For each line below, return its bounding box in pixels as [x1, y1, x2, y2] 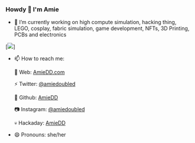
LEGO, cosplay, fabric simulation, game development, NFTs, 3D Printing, [14, 25, 190, 32]
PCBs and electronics [14, 31, 67, 38]
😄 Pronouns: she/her [14, 131, 66, 138]
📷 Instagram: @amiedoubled [14, 106, 85, 113]
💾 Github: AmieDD [14, 94, 58, 101]
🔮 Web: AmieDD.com [14, 69, 65, 76]
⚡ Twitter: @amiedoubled [14, 81, 76, 88]
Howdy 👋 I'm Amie [5, 5, 60, 14]
